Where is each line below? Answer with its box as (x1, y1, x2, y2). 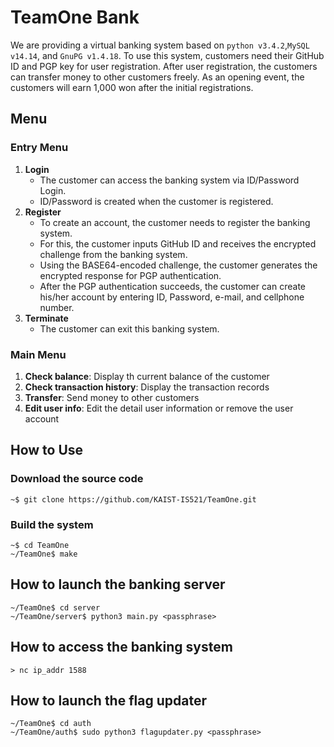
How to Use (10, 442, 84, 459)
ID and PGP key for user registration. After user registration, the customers (10, 60, 318, 72)
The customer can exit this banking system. (39, 322, 220, 335)
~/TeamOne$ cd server (10, 602, 101, 613)
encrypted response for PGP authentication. (39, 269, 222, 281)
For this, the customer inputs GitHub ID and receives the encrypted (39, 237, 317, 250)
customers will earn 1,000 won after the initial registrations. (10, 81, 254, 93)
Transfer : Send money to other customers (24, 391, 200, 403)
